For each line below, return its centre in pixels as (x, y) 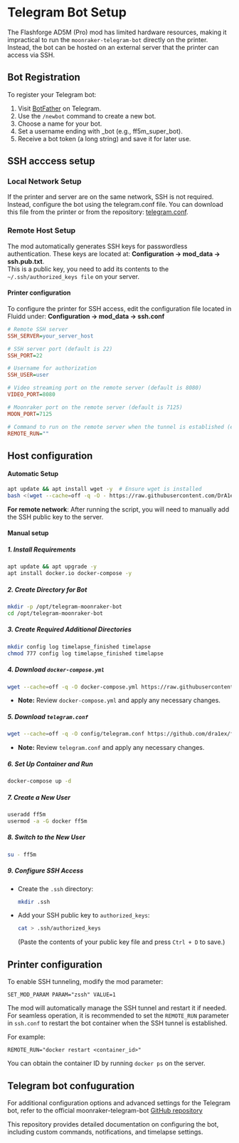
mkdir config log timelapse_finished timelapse (79, 646)
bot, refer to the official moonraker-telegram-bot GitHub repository (105, 1110)
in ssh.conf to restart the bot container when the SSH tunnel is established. (117, 1023)
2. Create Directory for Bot (47, 589)
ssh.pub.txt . (26, 261)
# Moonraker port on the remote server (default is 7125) (95, 407)
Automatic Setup (33, 474)
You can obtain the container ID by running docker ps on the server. (106, 1063)
